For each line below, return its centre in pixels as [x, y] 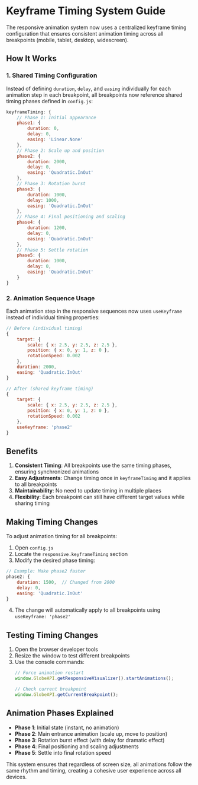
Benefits [22, 451]
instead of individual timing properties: [53, 317]
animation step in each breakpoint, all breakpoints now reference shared [94, 95]
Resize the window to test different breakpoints [72, 656]
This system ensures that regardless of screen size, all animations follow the [99, 764]
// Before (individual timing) [45, 328]
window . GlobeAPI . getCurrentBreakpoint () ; [66, 695]
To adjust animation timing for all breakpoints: [61, 536]
